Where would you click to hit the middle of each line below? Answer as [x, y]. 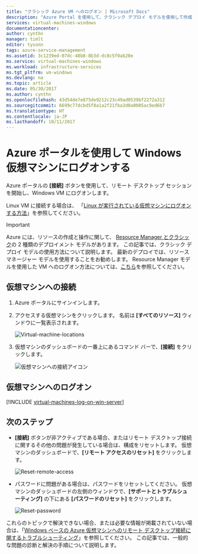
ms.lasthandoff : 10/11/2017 [41, 122]
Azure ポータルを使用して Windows [94, 153]
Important [18, 225]
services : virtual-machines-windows [51, 23]
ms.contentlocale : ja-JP [37, 116]
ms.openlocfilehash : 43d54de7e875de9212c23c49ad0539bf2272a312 [86, 100]
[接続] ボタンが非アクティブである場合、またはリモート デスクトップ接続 [103, 437]
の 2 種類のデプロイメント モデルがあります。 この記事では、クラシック [98, 244]
